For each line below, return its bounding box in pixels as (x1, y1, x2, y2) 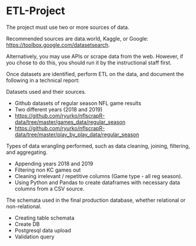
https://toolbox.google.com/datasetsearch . (6, 41, 110, 48)
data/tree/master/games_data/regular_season (14, 118, 125, 125)
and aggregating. (6, 149, 48, 156)
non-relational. (6, 202, 42, 210)
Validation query (14, 233, 55, 240)
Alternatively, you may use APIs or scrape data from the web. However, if (6, 53, 184, 60)
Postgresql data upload (14, 227, 72, 234)
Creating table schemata (14, 214, 75, 221)
